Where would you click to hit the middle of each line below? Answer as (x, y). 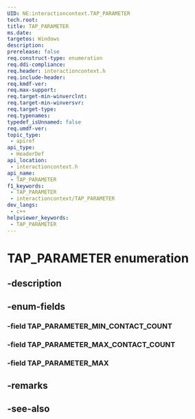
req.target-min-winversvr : (46, 103)
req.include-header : (37, 77)
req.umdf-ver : (27, 128)
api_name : (21, 173)
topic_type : (24, 135)
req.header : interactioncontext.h (57, 71)
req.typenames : (29, 115)
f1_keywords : (26, 186)
